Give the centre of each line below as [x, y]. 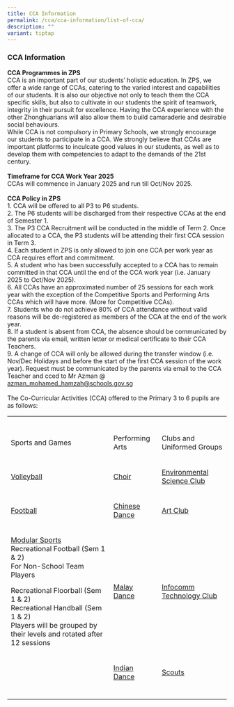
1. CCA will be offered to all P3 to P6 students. [73, 205]
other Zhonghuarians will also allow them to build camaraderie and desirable [117, 117]
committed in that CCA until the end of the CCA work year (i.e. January [109, 272]
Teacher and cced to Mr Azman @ [56, 376]
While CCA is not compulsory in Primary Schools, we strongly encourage [112, 132]
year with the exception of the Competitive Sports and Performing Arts [109, 294]
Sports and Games [41, 443]
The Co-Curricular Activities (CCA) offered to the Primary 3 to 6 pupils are [114, 398]
